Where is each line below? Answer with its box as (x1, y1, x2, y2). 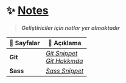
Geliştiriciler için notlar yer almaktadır (21, 24, 120, 31)
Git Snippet (45, 49, 78, 57)
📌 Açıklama (47, 38, 82, 47)
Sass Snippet (45, 67, 84, 75)
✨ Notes (6, 4, 49, 18)
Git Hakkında (45, 56, 83, 65)
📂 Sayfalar (9, 38, 40, 47)
